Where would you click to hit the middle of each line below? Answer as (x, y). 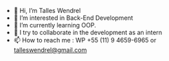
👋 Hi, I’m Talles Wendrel (47, 11)
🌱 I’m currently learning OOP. (55, 25)
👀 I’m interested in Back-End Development (73, 18)
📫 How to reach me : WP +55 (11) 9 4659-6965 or (85, 40)
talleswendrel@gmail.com (50, 50)
